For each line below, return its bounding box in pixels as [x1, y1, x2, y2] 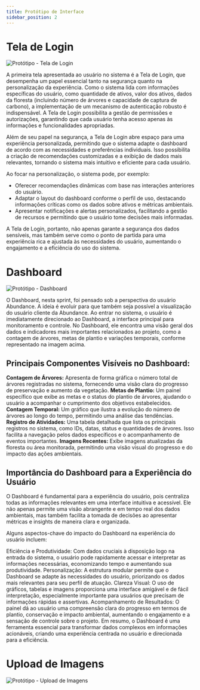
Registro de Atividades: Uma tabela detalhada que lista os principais [6, 418, 176, 426]
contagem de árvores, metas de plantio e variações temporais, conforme [6, 335, 186, 342]
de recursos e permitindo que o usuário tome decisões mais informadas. [14, 214, 194, 221]
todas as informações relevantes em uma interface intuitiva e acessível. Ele [6, 499, 191, 506]
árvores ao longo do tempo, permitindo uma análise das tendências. [6, 412, 174, 420]
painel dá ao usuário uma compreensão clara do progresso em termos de [6, 605, 187, 612]
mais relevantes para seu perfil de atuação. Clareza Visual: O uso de [6, 580, 174, 586]
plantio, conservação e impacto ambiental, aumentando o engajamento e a [6, 611, 190, 618]
